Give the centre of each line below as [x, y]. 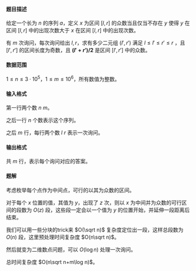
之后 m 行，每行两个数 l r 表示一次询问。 [55, 133]
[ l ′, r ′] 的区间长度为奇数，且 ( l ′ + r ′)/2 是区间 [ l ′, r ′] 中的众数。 [78, 50]
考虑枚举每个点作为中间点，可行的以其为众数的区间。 [70, 190]
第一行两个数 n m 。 [29, 108]
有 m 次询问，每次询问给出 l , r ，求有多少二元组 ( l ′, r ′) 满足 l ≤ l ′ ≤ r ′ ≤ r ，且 [96, 43]
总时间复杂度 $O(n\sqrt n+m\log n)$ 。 [52, 262]
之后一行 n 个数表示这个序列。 [43, 120]
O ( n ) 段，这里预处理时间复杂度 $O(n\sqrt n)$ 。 [63, 237]
